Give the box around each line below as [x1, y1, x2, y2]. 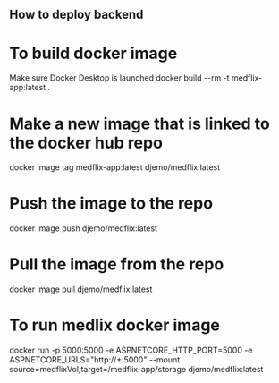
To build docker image [9, 43, 178, 64]
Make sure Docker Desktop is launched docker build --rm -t [9, 72, 230, 83]
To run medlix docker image [9, 315, 221, 336]
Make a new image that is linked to [9, 114, 270, 133]
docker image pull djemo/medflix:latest [9, 284, 153, 294]
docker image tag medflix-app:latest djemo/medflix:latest [9, 162, 221, 173]
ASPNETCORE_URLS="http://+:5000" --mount [9, 354, 181, 365]
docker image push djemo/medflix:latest [9, 223, 158, 234]
